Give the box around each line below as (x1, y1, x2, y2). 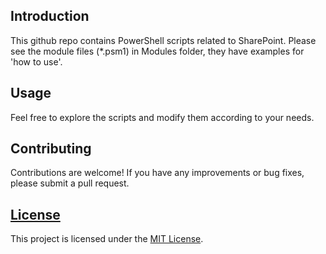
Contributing (10, 140, 92, 158)
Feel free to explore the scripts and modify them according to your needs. (10, 111, 315, 123)
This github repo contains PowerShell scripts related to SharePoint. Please (10, 34, 317, 46)
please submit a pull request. (10, 177, 130, 189)
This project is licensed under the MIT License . (10, 233, 204, 245)
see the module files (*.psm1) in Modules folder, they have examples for (10, 45, 305, 57)
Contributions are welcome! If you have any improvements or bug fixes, (10, 167, 305, 179)
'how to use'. (10, 55, 63, 68)
